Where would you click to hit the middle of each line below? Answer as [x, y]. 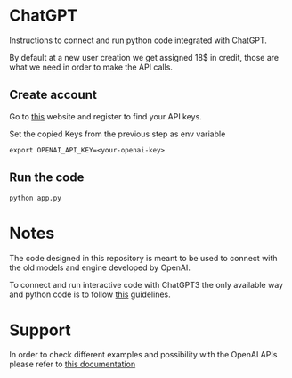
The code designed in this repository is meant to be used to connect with [143, 258]
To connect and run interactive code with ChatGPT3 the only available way [146, 284]
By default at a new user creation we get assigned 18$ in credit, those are [144, 57]
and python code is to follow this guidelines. [90, 294]
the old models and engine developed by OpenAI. [100, 267]
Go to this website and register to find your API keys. [105, 116]
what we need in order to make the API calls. [91, 67]
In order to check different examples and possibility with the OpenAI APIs [143, 355]
